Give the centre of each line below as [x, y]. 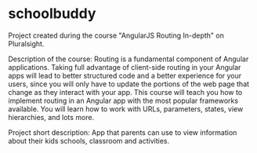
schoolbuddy [52, 14]
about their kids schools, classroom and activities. [89, 140]
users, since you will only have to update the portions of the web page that [128, 84]
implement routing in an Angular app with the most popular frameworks [123, 100]
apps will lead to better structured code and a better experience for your [125, 75]
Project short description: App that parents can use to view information [123, 132]
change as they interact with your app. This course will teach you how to [125, 92]
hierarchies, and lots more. [51, 117]
